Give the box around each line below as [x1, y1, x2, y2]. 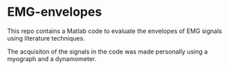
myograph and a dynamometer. [7, 54, 97, 62]
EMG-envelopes [7, 4, 102, 20]
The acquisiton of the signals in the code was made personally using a [7, 47, 208, 56]
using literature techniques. [7, 34, 85, 42]
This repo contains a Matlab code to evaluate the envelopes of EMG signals [7, 27, 223, 35]
